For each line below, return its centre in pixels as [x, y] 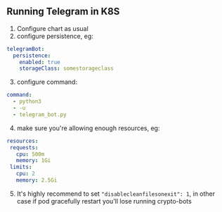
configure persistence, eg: [55, 36]
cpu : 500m [30, 154]
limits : [21, 167]
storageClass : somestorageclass [66, 69]
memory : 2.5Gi [37, 180]
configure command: [47, 82]
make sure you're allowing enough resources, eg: [88, 128]
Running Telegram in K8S [63, 12]
